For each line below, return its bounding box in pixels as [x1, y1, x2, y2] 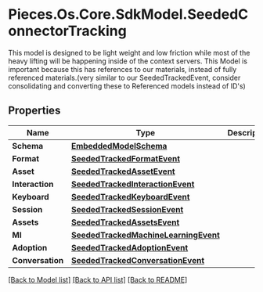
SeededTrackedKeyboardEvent [70, 191, 190, 202]
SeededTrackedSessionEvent [70, 204, 184, 214]
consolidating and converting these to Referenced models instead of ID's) [8, 81, 247, 91]
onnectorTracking [8, 22, 127, 40]
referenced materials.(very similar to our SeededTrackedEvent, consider [8, 73, 241, 82]
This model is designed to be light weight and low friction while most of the [8, 48, 250, 57]
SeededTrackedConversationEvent [70, 254, 205, 265]
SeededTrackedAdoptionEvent [70, 242, 189, 253]
